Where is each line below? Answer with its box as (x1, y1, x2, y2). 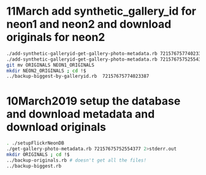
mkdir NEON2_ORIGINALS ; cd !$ (6, 67, 86, 74)
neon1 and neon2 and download (6, 17, 172, 31)
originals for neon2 (6, 31, 105, 44)
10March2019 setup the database (6, 94, 181, 108)
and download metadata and (6, 107, 155, 121)
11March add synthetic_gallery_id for (6, 4, 197, 18)
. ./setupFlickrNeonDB (6, 140, 64, 146)
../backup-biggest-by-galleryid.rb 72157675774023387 (6, 73, 150, 80)
